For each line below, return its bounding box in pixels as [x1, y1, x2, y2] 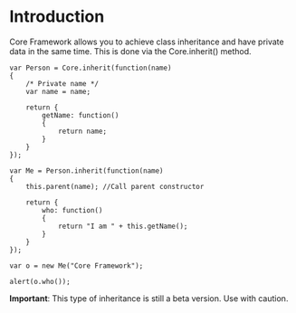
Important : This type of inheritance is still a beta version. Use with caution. [9, 292, 289, 304]
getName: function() [42, 110, 119, 119]
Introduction [9, 6, 105, 27]
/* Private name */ [25, 79, 100, 88]
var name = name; [25, 87, 91, 96]
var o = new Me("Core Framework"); [9, 261, 144, 270]
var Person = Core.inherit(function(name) [9, 63, 172, 72]
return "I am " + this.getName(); [57, 222, 188, 231]
